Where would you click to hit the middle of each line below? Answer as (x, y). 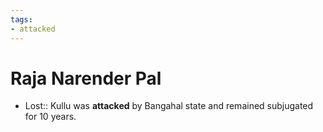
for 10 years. (50, 117)
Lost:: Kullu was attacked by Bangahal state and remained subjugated (169, 106)
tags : (21, 19)
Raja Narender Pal (86, 78)
